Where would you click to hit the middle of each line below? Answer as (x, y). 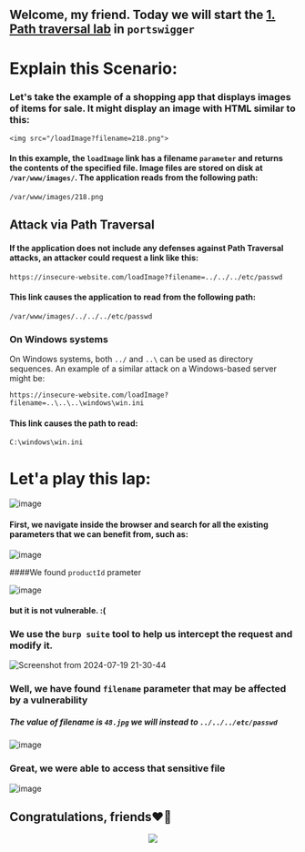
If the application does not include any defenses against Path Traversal (147, 248)
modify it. (31, 645)
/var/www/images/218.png (56, 198)
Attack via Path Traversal (82, 225)
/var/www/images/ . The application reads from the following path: (134, 177)
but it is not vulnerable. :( (58, 611)
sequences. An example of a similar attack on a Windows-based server (143, 369)
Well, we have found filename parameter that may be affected (148, 689)
